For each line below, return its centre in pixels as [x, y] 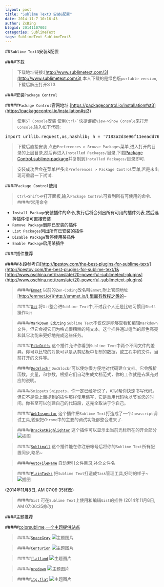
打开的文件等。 [36, 358]
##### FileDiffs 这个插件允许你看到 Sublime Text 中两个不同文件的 [84, 345]
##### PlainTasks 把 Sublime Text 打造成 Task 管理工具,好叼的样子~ [83, 473]
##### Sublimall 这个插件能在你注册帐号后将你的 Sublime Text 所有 [84, 446]
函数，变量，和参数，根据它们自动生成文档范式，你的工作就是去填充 [85, 374]
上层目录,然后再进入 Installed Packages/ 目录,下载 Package [84, 153]
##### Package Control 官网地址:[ [38, 105]
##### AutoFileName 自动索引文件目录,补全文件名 [66, 463]
